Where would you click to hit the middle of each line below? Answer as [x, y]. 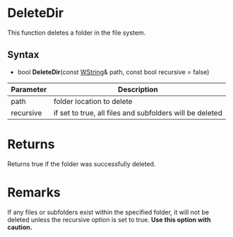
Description [138, 89]
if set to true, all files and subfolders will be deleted [138, 112]
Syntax [23, 55]
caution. [20, 227]
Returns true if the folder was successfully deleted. [82, 163]
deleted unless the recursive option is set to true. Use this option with [109, 219]
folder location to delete [93, 101]
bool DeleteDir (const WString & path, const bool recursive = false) [113, 71]
